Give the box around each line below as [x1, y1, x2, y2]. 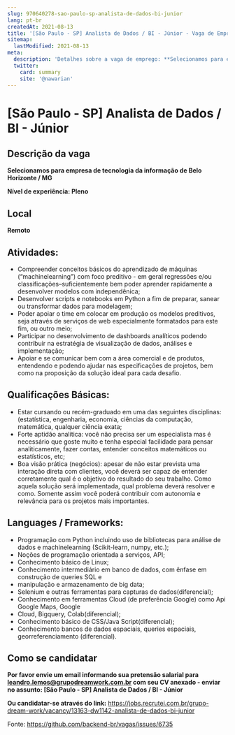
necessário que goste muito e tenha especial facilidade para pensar [17, 437, 213, 446]
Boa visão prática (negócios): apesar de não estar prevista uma [17, 459, 201, 468]
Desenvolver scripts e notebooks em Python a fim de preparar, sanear [17, 295, 220, 303]
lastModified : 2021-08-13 [13, 43, 90, 50]
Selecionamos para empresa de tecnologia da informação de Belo [7, 166, 202, 175]
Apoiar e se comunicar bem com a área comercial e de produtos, [17, 354, 205, 362]
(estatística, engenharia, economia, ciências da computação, [17, 415, 194, 423]
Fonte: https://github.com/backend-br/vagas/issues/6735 [7, 720, 173, 729]
